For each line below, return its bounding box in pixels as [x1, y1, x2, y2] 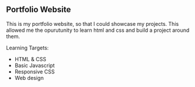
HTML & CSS [14, 55, 46, 62]
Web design [14, 74, 44, 81]
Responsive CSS [14, 68, 55, 75]
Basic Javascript [14, 62, 55, 69]
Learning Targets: [6, 44, 49, 51]
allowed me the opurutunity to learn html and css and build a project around [6, 26, 190, 34]
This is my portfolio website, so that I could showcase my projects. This [6, 20, 179, 27]
